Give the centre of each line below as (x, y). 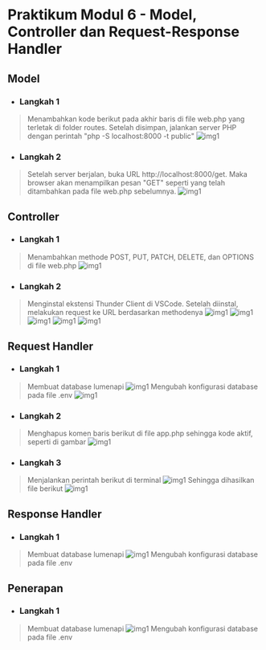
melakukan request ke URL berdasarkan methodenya (115, 313)
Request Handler (51, 346)
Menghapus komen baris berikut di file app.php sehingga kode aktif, (140, 433)
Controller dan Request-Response (124, 32)
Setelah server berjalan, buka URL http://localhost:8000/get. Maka (137, 174)
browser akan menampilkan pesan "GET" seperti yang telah (126, 183)
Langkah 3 (40, 463)
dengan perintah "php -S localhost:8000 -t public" (110, 136)
